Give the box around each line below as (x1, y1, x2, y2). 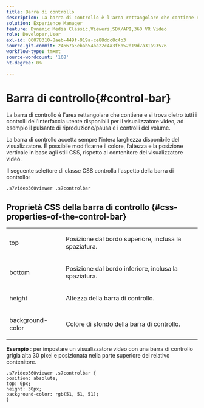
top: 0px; (6, 381, 32, 387)
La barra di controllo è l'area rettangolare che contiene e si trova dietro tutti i (6, 111, 197, 119)
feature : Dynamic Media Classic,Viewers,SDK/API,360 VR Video (6, 26, 167, 32)
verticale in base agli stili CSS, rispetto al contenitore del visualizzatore (6, 149, 183, 156)
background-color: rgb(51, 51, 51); (6, 392, 99, 398)
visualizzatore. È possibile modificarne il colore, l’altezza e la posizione (6, 142, 183, 150)
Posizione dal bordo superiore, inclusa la (66, 235, 182, 243)
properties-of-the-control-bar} (6, 211, 127, 222)
